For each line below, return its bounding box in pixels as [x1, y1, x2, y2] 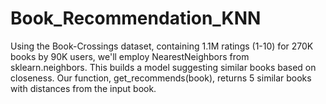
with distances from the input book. [10, 82, 157, 94]
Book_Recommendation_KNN [10, 7, 262, 30]
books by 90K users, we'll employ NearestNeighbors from [10, 50, 250, 62]
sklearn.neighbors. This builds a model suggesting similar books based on [10, 61, 317, 73]
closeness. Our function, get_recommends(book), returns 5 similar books [10, 72, 312, 84]
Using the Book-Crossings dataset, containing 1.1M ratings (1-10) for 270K [10, 40, 314, 52]
